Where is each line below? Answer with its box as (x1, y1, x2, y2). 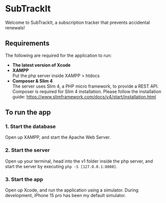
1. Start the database (5, 123, 56, 130)
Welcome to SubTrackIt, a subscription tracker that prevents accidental (5, 19, 150, 25)
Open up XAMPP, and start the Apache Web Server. (5, 134, 111, 140)
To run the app (5, 108, 51, 117)
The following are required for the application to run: (5, 52, 112, 58)
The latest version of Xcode (12, 62, 71, 68)
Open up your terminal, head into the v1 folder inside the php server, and (5, 158, 153, 164)
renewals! (5, 24, 25, 30)
